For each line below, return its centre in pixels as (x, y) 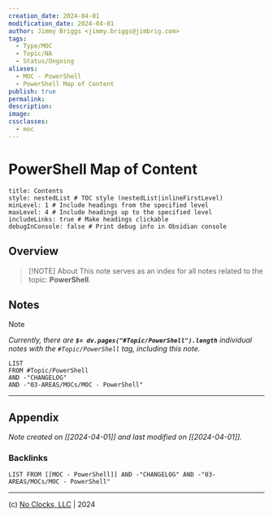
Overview (34, 251)
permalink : (27, 99)
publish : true (32, 91)
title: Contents (36, 191)
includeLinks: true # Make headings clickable (89, 219)
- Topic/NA (34, 54)
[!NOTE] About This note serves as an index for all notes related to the (145, 271)
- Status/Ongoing (45, 62)
